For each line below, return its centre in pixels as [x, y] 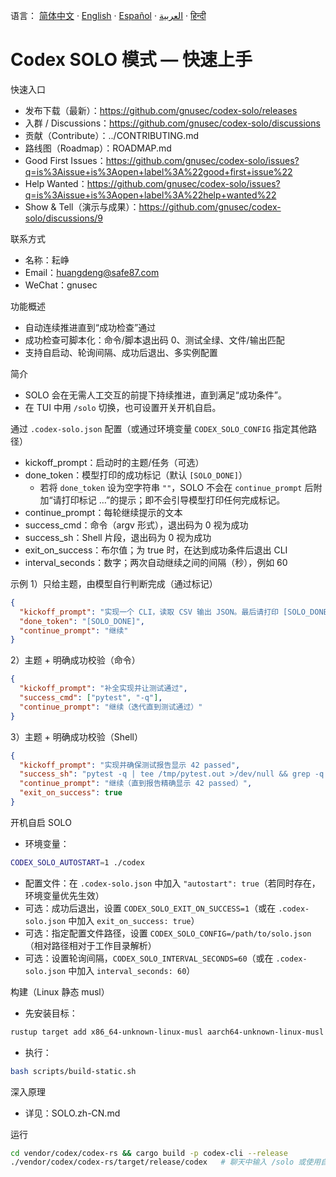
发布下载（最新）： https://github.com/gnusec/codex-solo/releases [161, 110]
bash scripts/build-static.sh [73, 1071]
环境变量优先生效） [64, 895]
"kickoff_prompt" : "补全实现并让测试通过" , [103, 689]
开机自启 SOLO [41, 822]
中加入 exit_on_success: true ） [134, 920]
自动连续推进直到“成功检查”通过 [90, 327]
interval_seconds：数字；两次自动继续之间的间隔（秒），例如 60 [156, 562]
